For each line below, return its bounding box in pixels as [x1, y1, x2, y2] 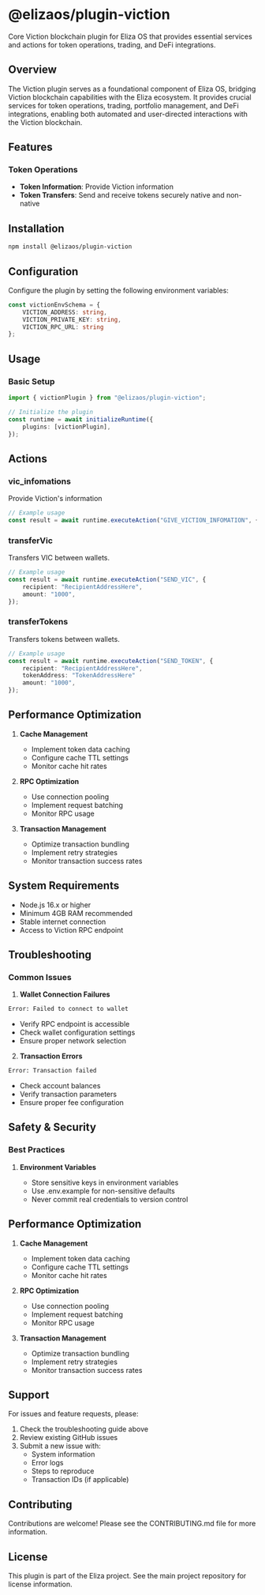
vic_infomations [8, 476, 71, 487]
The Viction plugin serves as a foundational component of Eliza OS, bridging [8, 84, 256, 93]
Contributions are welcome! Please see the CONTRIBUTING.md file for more [8, 1519, 256, 1529]
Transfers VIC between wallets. [8, 553, 110, 563]
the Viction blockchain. [8, 117, 83, 127]
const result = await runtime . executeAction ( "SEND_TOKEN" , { [8, 657, 214, 665]
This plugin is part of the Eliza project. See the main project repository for [8, 1571, 247, 1581]
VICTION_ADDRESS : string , [22, 308, 108, 316]
